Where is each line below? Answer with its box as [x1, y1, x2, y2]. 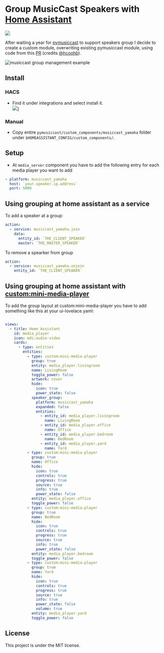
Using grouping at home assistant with [5, 282, 126, 290]
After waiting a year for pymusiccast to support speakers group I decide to [5, 39, 156, 45]
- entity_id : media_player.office [40, 423, 111, 428]
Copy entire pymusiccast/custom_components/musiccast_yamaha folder [12, 129, 151, 135]
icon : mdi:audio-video [14, 336, 60, 341]
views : [5, 322, 19, 327]
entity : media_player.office [31, 496, 91, 501]
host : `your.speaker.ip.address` [9, 181, 78, 186]
